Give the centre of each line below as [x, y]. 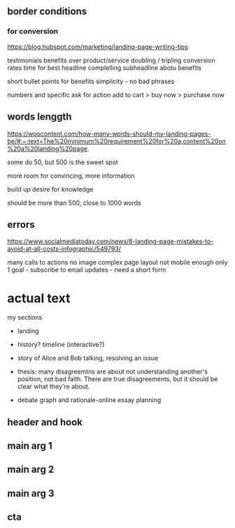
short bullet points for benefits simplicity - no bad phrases [91, 81]
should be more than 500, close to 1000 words [74, 203]
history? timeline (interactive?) [61, 345]
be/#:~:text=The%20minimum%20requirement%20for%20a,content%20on [116, 141]
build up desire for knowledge [50, 189]
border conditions [47, 12]
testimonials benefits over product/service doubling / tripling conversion [111, 60]
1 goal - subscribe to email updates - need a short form [87, 270]
